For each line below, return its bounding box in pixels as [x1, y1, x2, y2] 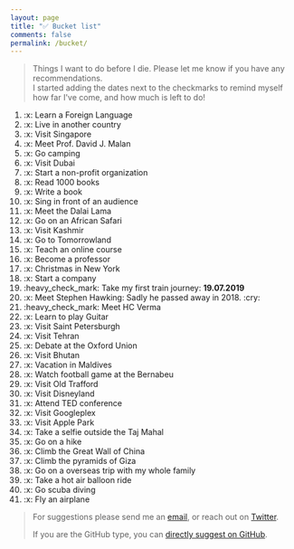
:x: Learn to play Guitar [23, 311, 109, 322]
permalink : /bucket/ [10, 38, 89, 48]
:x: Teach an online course [23, 244, 123, 255]
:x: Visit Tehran [23, 331, 80, 342]
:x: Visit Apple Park [23, 417, 95, 428]
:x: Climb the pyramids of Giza [23, 456, 137, 467]
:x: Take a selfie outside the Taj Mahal [23, 427, 164, 438]
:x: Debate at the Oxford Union [23, 340, 138, 351]
